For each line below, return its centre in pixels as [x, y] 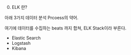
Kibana [19, 48]
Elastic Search [26, 38]
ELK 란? [19, 7]
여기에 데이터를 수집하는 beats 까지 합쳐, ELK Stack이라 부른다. [65, 28]
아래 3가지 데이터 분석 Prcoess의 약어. [42, 18]
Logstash [21, 43]
